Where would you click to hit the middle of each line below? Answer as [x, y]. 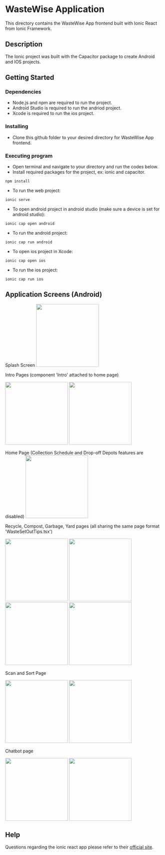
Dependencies [23, 92]
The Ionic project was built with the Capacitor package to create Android [80, 56]
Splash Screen [20, 365]
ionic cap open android [30, 224]
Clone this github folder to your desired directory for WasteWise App [83, 137]
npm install [17, 181]
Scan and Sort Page [26, 673]
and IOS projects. [23, 62]
